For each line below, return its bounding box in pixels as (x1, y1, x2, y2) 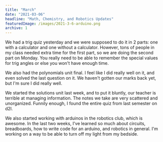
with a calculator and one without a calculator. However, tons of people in (5, 45, 155, 50)
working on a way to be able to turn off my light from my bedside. (5, 131, 138, 137)
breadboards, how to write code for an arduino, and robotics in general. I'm (5, 126, 158, 132)
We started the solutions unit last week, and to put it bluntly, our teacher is (5, 90, 157, 96)
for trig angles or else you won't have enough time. (5, 60, 109, 66)
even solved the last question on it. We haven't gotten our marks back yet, (5, 75, 157, 81)
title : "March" (5, 7, 37, 12)
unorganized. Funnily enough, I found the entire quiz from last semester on (5, 100, 157, 106)
